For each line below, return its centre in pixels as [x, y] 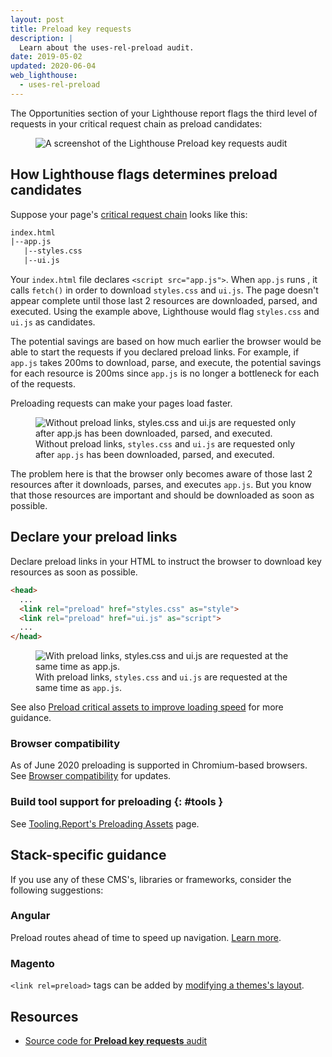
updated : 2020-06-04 [53, 66]
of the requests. [43, 384]
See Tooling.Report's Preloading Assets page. [105, 823]
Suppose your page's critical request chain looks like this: [129, 214]
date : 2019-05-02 [46, 57]
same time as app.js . [79, 688]
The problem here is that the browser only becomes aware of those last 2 [161, 474]
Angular [30, 916]
